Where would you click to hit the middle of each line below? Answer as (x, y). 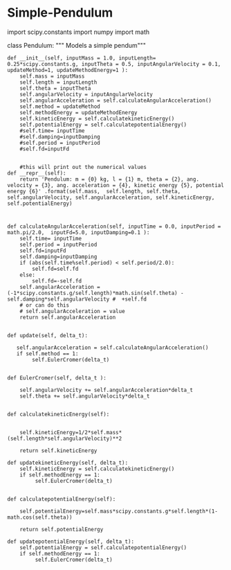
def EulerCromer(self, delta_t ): (57, 378)
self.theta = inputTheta (55, 88)
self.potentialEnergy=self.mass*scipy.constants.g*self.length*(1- (119, 511)
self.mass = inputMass (52, 76)
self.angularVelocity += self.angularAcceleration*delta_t (107, 390)
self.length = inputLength (58, 82)
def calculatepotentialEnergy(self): (62, 499)
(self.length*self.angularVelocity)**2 (65, 439)
